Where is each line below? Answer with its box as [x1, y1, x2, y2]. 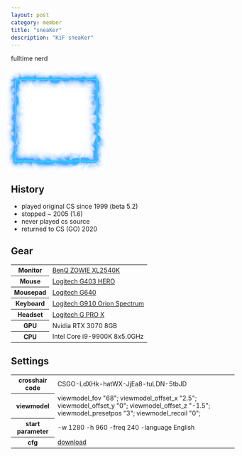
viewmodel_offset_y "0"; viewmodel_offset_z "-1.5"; [57, 401, 211, 410]
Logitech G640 [52, 288, 97, 296]
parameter [16, 427, 49, 436]
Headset [17, 310, 43, 319]
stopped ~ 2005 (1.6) [21, 210, 83, 218]
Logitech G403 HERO [52, 277, 116, 286]
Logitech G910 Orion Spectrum [52, 299, 144, 308]
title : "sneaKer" [11, 26, 62, 33]
